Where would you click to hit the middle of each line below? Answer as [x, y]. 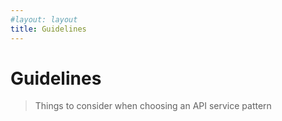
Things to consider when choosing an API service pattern [153, 106]
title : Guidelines [48, 29]
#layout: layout [44, 19]
